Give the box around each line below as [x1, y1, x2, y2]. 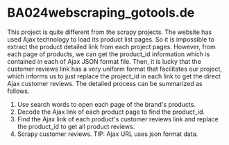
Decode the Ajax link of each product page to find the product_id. [17, 108, 205, 116]
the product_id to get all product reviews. [17, 122, 135, 130]
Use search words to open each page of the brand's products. [17, 100, 196, 108]
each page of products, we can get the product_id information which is [7, 50, 210, 58]
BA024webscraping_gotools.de [7, 5, 195, 21]
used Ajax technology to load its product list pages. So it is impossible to [7, 35, 215, 43]
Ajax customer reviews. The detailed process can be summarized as [7, 79, 203, 87]
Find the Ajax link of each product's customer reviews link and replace [17, 114, 219, 123]
